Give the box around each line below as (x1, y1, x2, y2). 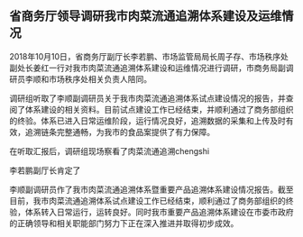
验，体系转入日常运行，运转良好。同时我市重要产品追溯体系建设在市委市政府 (9, 206, 294, 217)
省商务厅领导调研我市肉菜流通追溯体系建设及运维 (9, 8, 282, 24)
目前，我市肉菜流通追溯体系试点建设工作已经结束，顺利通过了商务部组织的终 (9, 195, 294, 205)
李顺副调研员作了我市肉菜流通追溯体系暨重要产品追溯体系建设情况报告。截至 (9, 184, 294, 195)
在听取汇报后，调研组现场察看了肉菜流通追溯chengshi (9, 145, 210, 156)
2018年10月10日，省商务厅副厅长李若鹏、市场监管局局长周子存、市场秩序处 (9, 50, 289, 61)
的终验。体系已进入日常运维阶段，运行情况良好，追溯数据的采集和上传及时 (9, 115, 286, 126)
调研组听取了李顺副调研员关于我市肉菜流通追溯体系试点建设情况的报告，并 (9, 93, 286, 104)
